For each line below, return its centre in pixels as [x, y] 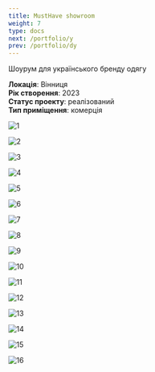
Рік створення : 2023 [44, 93]
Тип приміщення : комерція [55, 111]
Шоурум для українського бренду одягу [77, 69]
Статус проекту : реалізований [61, 102]
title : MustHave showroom [51, 16]
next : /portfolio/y [41, 38]
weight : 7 [25, 23]
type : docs [27, 31]
